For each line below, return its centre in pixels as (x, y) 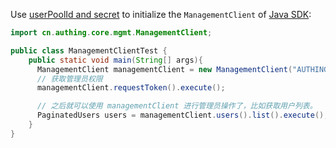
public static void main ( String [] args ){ (115, 60)
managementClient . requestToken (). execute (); (131, 88)
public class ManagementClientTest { (89, 50)
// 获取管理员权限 (69, 79)
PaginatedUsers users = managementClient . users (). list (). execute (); (182, 115)
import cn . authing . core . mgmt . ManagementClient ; (111, 33)
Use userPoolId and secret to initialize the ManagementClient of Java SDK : (161, 14)
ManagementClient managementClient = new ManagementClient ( (164, 69)
